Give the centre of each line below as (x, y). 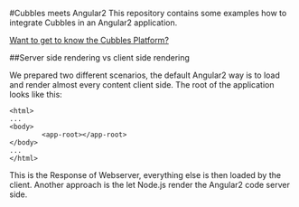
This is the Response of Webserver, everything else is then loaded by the (145, 175)
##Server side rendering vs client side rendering (99, 57)
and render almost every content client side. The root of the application (142, 85)
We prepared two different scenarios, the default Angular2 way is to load (145, 75)
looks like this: (36, 94)
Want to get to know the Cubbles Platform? (89, 40)
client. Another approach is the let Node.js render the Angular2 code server (150, 185)
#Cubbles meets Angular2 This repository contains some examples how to (148, 13)
